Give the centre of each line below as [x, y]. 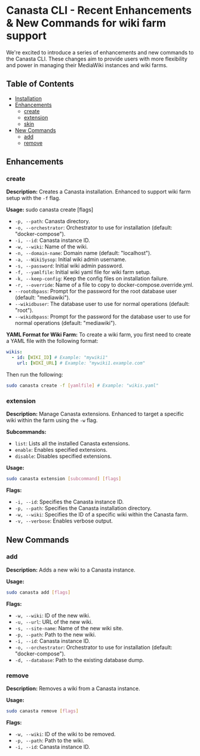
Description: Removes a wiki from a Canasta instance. [73, 688]
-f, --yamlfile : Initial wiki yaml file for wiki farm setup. [83, 272]
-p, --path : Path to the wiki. [50, 740]
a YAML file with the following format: [52, 341]
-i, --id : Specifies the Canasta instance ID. [69, 502]
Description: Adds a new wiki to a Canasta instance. [71, 570]
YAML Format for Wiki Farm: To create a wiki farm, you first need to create [99, 335]
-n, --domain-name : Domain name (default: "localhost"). [83, 253]
